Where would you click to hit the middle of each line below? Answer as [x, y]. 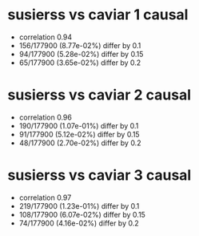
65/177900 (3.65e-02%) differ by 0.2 [80, 63]
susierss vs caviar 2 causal [99, 95]
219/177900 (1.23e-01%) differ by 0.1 [79, 205]
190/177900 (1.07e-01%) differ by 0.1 [79, 125]
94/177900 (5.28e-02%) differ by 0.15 [81, 54]
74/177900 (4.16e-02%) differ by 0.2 [79, 223]
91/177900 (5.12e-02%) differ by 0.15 [80, 134]
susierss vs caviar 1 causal [98, 15]
